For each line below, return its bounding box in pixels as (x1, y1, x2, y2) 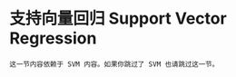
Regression (9, 28, 97, 49)
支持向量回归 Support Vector (9, 8, 227, 29)
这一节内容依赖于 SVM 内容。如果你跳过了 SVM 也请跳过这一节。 (9, 60, 220, 69)
